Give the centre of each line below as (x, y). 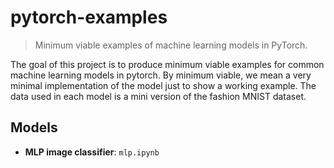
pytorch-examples (89, 17)
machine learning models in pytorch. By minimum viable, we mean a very (161, 75)
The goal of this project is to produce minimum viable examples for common (167, 64)
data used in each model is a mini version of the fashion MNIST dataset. (158, 96)
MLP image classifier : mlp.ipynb (92, 152)
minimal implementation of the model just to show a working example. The (163, 85)
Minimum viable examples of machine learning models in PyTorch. (171, 45)
